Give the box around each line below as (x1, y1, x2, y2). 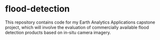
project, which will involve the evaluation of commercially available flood (5, 24, 149, 30)
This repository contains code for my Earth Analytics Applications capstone (5, 19, 156, 25)
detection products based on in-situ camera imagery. (5, 29, 111, 35)
